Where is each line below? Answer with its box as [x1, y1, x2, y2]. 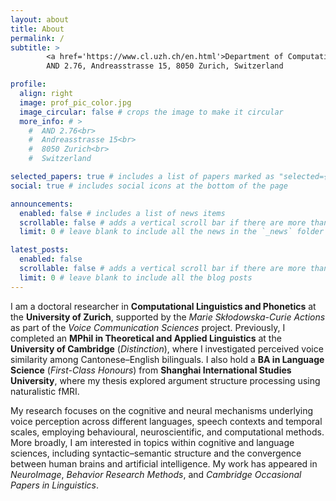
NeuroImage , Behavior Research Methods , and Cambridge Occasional [10, 468, 302, 480]
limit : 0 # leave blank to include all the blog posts [19, 272, 253, 283]
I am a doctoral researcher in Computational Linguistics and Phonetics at [10, 300, 317, 312]
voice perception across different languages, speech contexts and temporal [10, 415, 323, 427]
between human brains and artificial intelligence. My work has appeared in [10, 457, 318, 470]
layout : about [10, 14, 70, 25]
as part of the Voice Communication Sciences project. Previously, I [10, 321, 286, 333]
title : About [10, 24, 65, 34]
